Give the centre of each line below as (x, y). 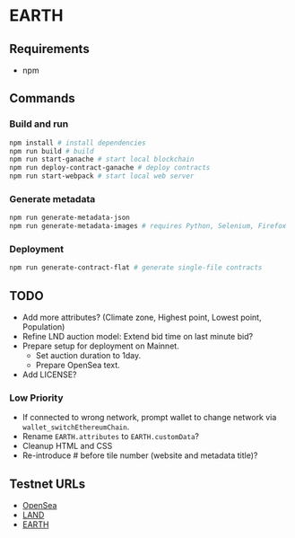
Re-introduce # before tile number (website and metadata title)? (140, 455)
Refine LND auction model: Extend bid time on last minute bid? (138, 337)
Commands (43, 98)
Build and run (39, 124)
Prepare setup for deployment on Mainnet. (100, 346)
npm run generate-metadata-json (69, 218)
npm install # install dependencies (78, 143)
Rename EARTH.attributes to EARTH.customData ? (111, 437)
